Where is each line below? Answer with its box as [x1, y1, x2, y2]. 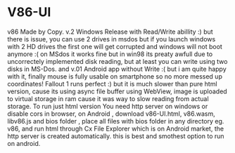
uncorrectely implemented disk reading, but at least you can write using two [7, 57, 228, 65]
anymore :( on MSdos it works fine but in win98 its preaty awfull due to [7, 50, 213, 58]
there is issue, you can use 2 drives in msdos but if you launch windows [7, 34, 216, 43]
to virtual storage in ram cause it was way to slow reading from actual [7, 94, 209, 102]
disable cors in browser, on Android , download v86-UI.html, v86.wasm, [7, 109, 216, 118]
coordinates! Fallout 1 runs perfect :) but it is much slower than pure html [7, 79, 217, 88]
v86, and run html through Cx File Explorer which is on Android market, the [7, 124, 224, 133]
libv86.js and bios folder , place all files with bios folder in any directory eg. [7, 117, 224, 125]
